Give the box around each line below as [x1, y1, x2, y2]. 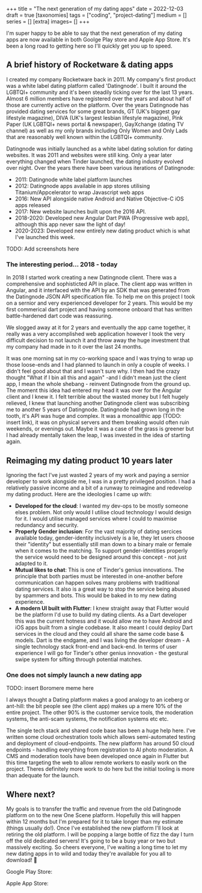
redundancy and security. [14, 521, 79, 529]
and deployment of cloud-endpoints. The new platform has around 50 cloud [6, 740, 195, 747]
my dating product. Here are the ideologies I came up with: [6, 490, 152, 497]
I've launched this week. [14, 233, 76, 240]
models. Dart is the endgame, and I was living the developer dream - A [14, 636, 191, 644]
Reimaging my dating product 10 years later [6, 455, 173, 465]
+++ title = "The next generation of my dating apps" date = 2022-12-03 [6, 5, 183, 12]
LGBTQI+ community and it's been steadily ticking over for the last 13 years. [6, 89, 194, 96]
